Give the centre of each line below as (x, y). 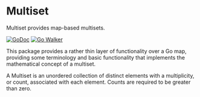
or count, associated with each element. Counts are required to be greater (98, 82)
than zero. (19, 88)
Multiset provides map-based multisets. (56, 28)
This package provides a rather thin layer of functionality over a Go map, (97, 51)
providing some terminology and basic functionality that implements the (96, 57)
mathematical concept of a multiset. (51, 64)
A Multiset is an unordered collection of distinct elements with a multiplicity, (100, 75)
